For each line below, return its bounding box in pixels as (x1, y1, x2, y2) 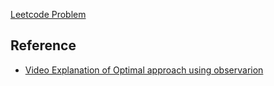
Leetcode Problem (10, 9, 87, 20)
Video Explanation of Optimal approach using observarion (24, 64, 264, 76)
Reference (10, 37, 77, 54)
